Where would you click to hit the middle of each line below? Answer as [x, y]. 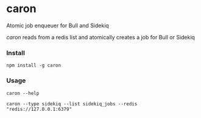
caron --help [23, 93]
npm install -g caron [34, 65]
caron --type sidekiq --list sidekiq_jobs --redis [72, 104]
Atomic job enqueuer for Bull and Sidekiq [58, 25]
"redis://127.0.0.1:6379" [39, 109]
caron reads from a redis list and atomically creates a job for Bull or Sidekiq [100, 37]
